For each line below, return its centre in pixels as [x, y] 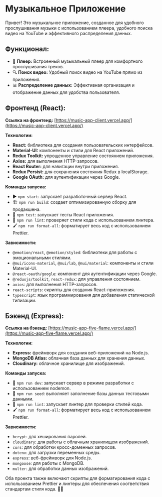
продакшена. [26, 209]
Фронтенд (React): [35, 108]
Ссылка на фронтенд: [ [30, 120]
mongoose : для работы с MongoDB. [48, 463]
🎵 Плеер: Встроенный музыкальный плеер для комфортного [77, 61]
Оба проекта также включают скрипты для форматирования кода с [78, 478]
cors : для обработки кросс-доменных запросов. [64, 447]
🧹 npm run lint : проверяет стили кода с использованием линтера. [83, 220]
